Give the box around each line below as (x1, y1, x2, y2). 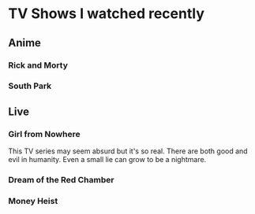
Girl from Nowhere (8, 128, 81, 139)
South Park (8, 80, 52, 91)
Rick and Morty (8, 60, 69, 71)
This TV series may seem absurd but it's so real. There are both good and (8, 146, 248, 156)
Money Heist (8, 195, 58, 206)
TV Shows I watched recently (8, 5, 205, 23)
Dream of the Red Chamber (8, 175, 114, 186)
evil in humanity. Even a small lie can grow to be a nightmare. (8, 155, 207, 164)
